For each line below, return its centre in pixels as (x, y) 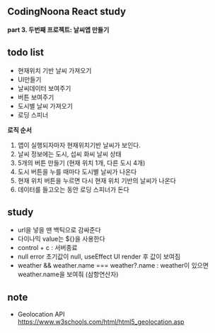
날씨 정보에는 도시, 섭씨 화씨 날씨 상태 (69, 154)
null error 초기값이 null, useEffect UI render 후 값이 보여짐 (99, 257)
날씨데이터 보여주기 (44, 88)
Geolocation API (41, 315)
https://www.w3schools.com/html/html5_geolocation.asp (101, 322)
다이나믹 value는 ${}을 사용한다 (61, 239)
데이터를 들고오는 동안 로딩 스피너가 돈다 (73, 189)
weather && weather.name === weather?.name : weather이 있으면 (113, 266)
